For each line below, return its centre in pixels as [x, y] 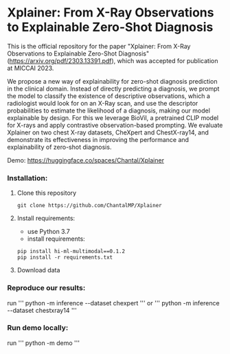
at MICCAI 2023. [31, 68]
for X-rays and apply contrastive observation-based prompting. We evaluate [115, 125]
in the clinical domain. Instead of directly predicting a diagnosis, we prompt [113, 88]
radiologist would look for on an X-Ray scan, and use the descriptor [103, 103]
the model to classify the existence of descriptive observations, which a [109, 96]
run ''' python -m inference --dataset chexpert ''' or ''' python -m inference [113, 303]
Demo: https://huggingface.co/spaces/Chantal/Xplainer [86, 160]
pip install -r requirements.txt [65, 258]
